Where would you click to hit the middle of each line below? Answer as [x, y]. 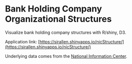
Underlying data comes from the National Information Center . [66, 56]
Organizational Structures [58, 19]
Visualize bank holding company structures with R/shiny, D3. [66, 32]
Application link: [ [22, 41]
